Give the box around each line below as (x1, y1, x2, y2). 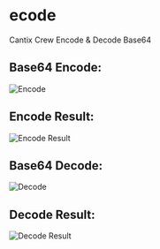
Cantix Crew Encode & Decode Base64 (9, 34, 152, 45)
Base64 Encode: (9, 60, 102, 75)
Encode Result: (9, 109, 95, 124)
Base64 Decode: (9, 158, 103, 173)
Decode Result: (9, 207, 95, 222)
